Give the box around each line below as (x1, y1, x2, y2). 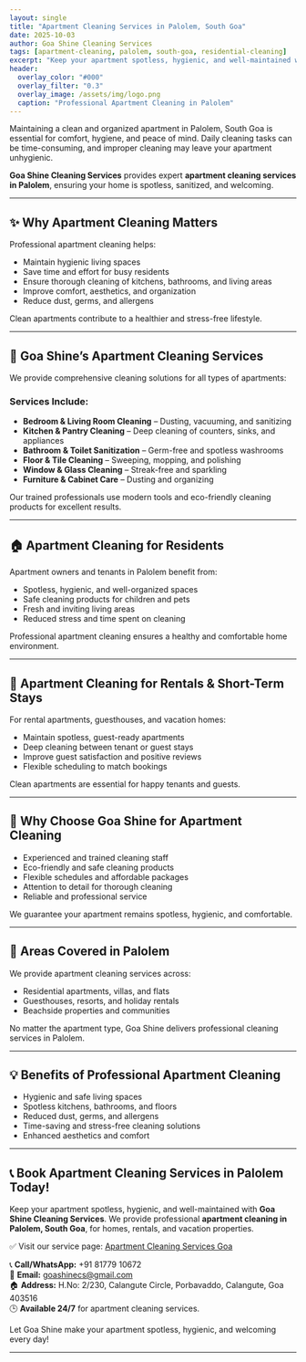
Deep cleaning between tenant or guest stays (22, 741, 194, 752)
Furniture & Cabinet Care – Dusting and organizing (22, 474, 214, 485)
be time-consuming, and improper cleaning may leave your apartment (9, 142, 272, 153)
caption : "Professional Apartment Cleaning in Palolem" (17, 98, 234, 108)
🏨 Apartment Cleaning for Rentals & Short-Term (9, 676, 285, 691)
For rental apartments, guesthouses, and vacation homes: (9, 714, 226, 725)
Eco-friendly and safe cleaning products (22, 862, 175, 873)
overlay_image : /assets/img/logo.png (17, 89, 161, 99)
